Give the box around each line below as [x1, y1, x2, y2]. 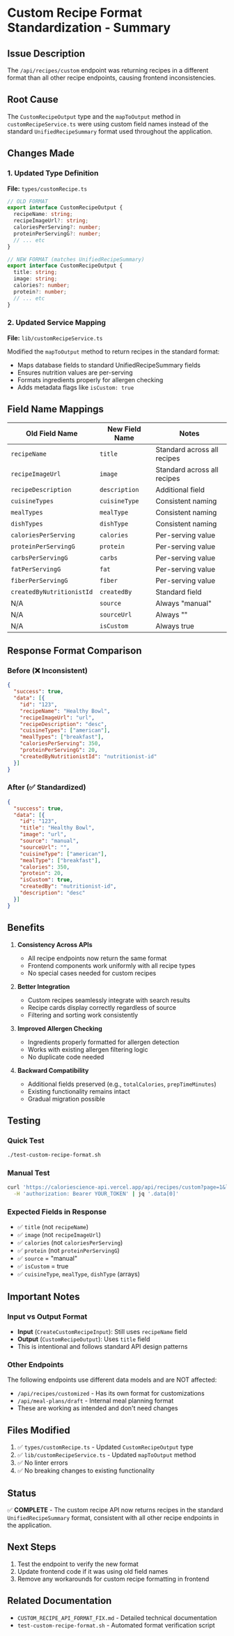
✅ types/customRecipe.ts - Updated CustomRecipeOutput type [17, 1443, 194, 1452]
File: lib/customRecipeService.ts [7, 333, 103, 342]
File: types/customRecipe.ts [7, 184, 88, 193]
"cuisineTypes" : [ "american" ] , [19, 727, 111, 734]
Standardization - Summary [7, 20, 171, 36]
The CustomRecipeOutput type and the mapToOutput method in [7, 112, 181, 120]
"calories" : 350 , [19, 863, 70, 871]
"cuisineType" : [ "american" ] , [19, 850, 108, 857]
